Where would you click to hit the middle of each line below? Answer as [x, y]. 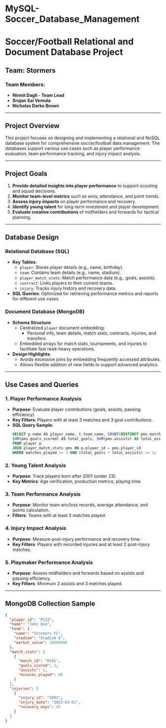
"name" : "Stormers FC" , [39, 634]
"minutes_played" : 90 [41, 675]
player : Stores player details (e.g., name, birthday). [71, 267]
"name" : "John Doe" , [31, 624]
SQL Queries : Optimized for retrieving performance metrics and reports [85, 294]
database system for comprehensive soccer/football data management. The [83, 143]
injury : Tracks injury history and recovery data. [68, 288]
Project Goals [26, 174]
